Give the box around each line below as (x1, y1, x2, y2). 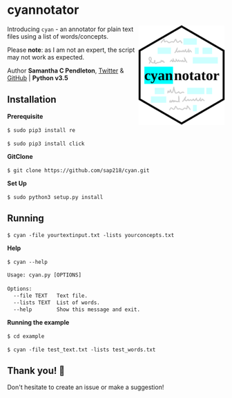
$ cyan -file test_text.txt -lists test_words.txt (7, 346, 156, 353)
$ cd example (7, 332, 45, 340)
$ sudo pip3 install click (7, 140, 85, 147)
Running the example (7, 318, 70, 326)
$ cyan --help (7, 258, 48, 265)
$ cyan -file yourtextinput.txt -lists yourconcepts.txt (7, 231, 175, 238)
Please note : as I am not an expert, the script (7, 46, 135, 54)
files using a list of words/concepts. (7, 32, 109, 40)
